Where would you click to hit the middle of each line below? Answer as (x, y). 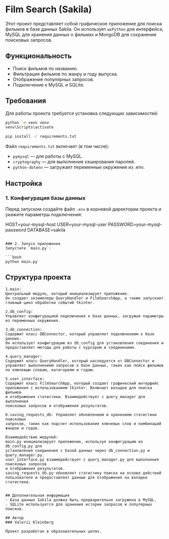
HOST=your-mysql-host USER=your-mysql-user (56, 224)
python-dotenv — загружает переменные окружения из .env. (79, 167)
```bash (14, 257)
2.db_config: (19, 312)
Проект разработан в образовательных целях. (54, 531)
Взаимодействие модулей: (32, 437)
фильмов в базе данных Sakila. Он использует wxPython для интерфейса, (84, 29)
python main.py (22, 262)
